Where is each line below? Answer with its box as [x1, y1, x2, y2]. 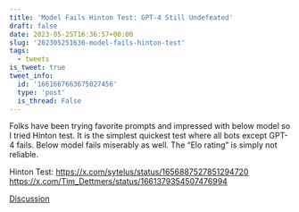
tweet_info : [9, 72, 54, 81]
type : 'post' [17, 88, 66, 97]
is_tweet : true [9, 64, 66, 72]
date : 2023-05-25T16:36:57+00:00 [9, 30, 134, 38]
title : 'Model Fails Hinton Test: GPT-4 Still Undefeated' [9, 13, 234, 22]
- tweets [17, 55, 50, 64]
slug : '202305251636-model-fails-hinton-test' [9, 38, 186, 47]
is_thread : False [17, 96, 82, 106]
